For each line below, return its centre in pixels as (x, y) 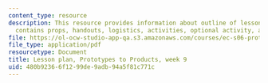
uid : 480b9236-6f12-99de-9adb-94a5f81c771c (82, 67)
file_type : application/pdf (55, 45)
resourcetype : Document (48, 52)
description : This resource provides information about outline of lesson (135, 23)
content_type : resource (48, 15)
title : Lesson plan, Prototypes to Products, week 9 (98, 60)
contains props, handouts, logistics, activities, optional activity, (135, 30)
